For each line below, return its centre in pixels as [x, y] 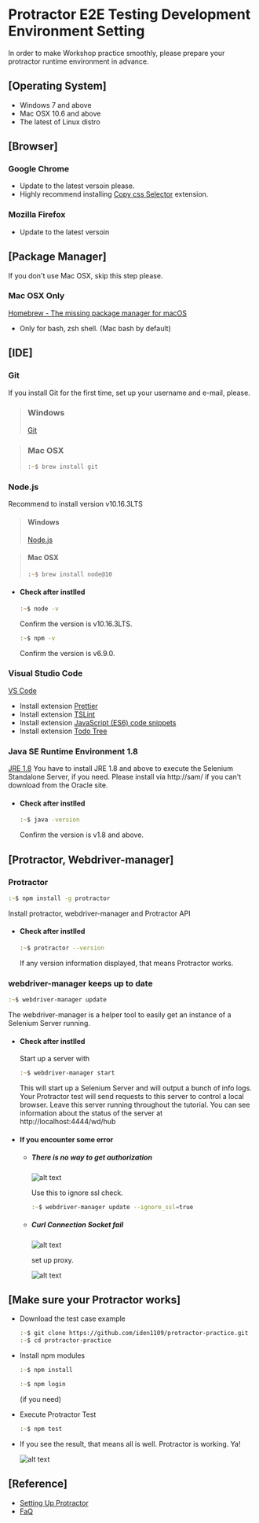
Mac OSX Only [36, 296]
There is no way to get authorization [92, 1157]
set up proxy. [53, 1259]
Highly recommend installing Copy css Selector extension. [114, 194]
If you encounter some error [66, 1139]
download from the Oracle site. [58, 785]
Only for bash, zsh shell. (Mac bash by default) [95, 328]
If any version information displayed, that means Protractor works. [126, 963]
